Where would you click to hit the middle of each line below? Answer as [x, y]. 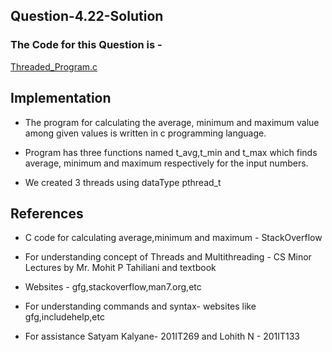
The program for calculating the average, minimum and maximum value [172, 122]
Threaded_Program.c [54, 66]
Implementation [61, 98]
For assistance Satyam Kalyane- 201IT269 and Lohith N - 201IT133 [162, 336]
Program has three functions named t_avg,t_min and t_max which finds [171, 152]
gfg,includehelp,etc [64, 317]
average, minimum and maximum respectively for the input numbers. [166, 163]
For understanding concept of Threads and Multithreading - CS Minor [168, 257]
